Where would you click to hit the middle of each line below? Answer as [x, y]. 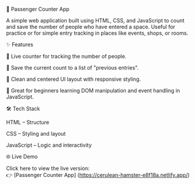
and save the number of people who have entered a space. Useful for [91, 27]
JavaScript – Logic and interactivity [49, 145]
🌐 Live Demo [22, 157]
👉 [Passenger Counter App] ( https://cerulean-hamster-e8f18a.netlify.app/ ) [98, 175]
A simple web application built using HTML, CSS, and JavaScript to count [95, 20]
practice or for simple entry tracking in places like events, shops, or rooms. [97, 33]
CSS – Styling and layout [36, 134]
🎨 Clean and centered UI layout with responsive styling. [74, 79]
